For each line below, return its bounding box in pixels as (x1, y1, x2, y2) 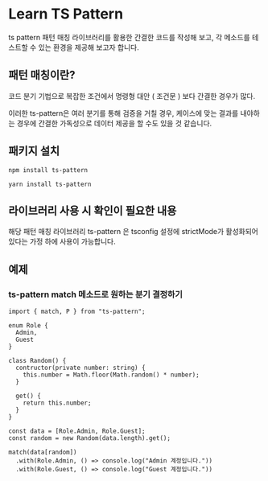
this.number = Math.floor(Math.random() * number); (23, 371, 200, 379)
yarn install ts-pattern (8, 180, 92, 188)
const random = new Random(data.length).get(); (8, 434, 171, 442)
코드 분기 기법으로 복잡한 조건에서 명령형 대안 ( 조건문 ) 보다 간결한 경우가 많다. (8, 91, 256, 101)
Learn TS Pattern (8, 5, 123, 23)
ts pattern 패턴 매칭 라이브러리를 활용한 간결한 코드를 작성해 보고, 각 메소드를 (8, 32, 251, 42)
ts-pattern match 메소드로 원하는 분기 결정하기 (8, 289, 183, 300)
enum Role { (8, 322, 48, 330)
